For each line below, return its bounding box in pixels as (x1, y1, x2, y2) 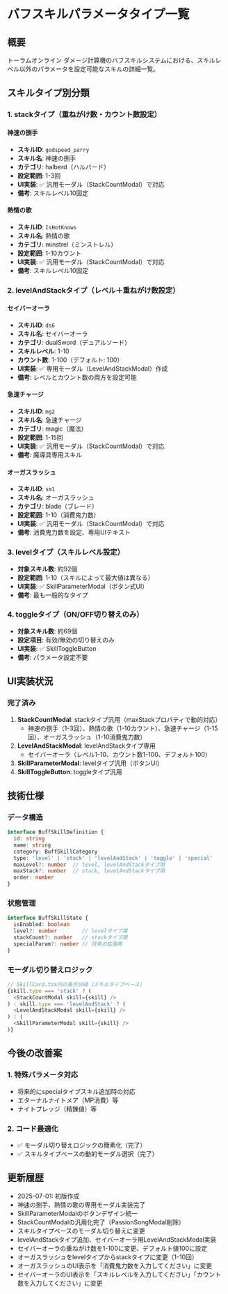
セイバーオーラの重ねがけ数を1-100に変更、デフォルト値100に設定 (17, 1244, 208, 1252)
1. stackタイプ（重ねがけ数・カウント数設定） (7, 109, 162, 119)
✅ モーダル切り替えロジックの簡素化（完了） (17, 1141, 147, 1149)
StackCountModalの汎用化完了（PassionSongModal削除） (17, 1217, 186, 1226)
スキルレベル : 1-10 (17, 346, 70, 355)
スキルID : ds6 (17, 321, 56, 329)
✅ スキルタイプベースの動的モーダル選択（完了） (17, 1149, 158, 1157)
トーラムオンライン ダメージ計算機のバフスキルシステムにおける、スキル (7, 56, 215, 64)
